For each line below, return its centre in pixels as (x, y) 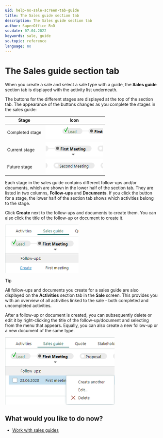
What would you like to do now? (54, 418)
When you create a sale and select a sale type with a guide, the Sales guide (81, 84)
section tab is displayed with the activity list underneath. (61, 90)
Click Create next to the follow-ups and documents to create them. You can (81, 213)
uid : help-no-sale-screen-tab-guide (42, 10)
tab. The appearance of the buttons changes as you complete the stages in (80, 104)
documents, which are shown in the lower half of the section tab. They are (79, 188)
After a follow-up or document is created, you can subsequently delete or (78, 315)
